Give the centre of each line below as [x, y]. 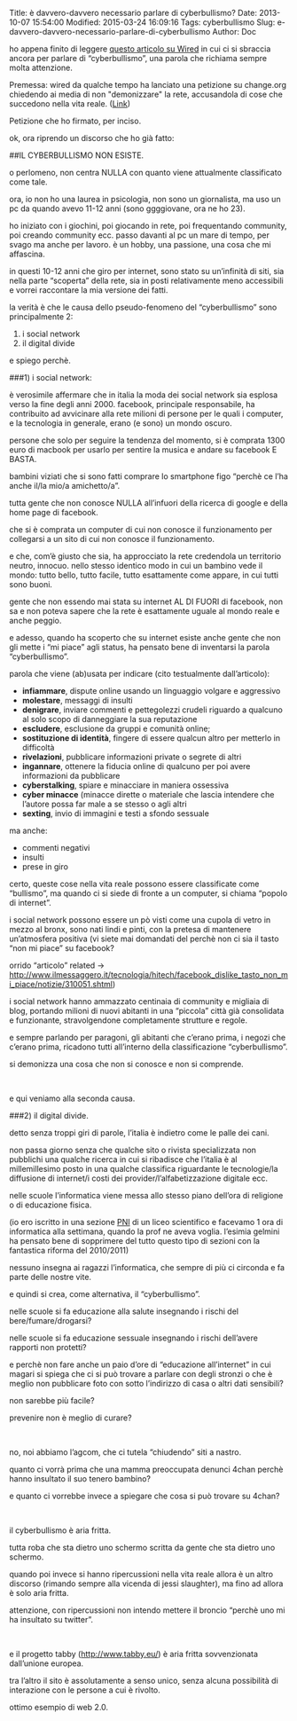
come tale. [28, 182]
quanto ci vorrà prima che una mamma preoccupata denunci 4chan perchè [146, 1469]
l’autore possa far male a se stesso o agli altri [105, 804]
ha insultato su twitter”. [51, 1619]
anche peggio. [35, 621]
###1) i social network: [51, 377]
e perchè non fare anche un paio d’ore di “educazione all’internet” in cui [141, 1364]
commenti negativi [56, 848]
